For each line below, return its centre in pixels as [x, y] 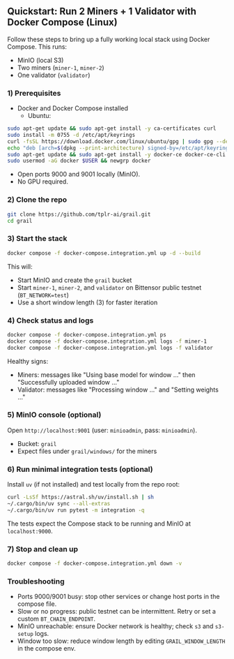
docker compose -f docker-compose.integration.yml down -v [95, 564]
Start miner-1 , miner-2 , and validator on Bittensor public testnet [109, 287]
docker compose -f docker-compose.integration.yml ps [87, 334]
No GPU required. [42, 182]
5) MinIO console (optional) [54, 415]
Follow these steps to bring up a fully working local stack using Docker [109, 39]
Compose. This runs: [37, 46]
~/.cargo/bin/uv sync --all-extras [59, 503]
